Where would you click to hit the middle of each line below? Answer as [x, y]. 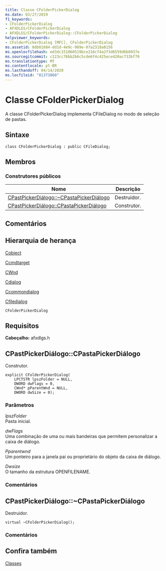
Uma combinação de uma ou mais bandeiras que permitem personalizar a [81, 437]
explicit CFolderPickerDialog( [38, 375]
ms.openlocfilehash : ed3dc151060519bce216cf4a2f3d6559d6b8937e [72, 52]
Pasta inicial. [18, 421]
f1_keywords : [19, 19]
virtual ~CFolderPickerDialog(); [40, 522]
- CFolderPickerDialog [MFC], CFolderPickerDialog [59, 43]
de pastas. [16, 119]
